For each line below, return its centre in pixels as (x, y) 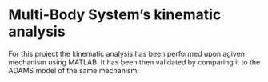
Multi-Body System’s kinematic (115, 15)
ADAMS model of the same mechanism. (74, 70)
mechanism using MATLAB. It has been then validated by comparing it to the (134, 62)
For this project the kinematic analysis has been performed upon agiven (127, 53)
